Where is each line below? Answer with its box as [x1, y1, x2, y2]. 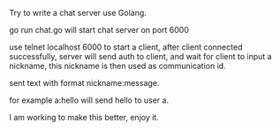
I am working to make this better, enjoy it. [9, 112, 159, 122]
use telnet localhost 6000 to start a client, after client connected [9, 42, 243, 52]
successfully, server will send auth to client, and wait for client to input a [9, 51, 272, 61]
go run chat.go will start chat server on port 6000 [9, 25, 190, 35]
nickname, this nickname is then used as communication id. [9, 61, 227, 71]
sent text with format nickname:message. [9, 78, 160, 88]
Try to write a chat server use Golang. [9, 8, 148, 18]
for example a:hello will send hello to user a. [9, 95, 170, 105]
